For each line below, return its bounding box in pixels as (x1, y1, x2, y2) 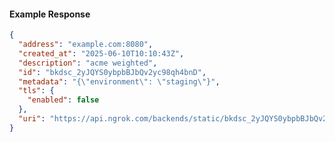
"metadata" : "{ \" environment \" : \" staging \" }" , (18, 76, 221, 87)
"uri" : (18, 114, 46, 124)
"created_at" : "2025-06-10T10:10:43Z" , (18, 48, 185, 59)
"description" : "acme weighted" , (18, 58, 158, 68)
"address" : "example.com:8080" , (18, 40, 154, 50)
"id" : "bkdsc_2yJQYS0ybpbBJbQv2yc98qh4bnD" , (18, 67, 207, 77)
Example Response (9, 8, 91, 20)
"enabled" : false (27, 95, 100, 105)
